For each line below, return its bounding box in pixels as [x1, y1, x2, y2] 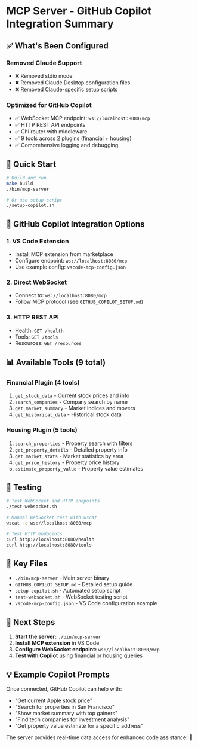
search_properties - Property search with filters [14, 440, 133, 447]
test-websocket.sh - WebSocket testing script [14, 593, 128, 600]
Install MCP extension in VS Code [14, 639, 100, 647]
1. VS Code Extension [6, 237, 69, 245]
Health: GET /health [14, 327, 64, 334]
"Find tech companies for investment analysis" [14, 716, 130, 723]
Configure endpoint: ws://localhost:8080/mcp [14, 257, 128, 264]
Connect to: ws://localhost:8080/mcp [14, 292, 107, 299]
